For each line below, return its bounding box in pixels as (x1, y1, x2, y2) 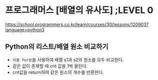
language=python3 (5, 26, 45, 32)
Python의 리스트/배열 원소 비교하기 (5, 42, 109, 51)
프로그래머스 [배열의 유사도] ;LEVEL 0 (5, 4, 153, 16)
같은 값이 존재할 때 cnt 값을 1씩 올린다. (12, 63, 88, 69)
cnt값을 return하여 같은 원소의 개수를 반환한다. (12, 69, 104, 75)
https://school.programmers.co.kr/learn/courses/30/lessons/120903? (5, 21, 149, 27)
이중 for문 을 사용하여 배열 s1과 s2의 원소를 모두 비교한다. (12, 56, 124, 62)
